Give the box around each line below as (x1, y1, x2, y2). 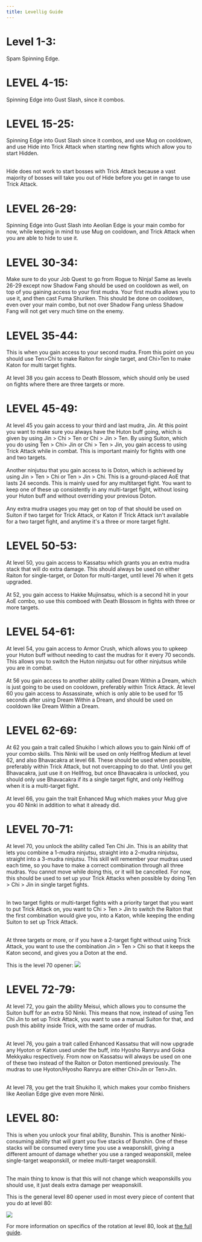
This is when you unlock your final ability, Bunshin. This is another (6, 1131, 170, 1138)
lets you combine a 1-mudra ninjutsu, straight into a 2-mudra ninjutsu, (6, 849, 179, 856)
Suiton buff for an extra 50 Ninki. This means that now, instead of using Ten (6, 1009, 194, 1016)
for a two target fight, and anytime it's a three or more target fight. (6, 518, 170, 525)
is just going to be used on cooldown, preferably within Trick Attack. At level (6, 683, 195, 691)
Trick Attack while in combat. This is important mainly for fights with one (6, 448, 186, 455)
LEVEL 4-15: (6, 76, 69, 89)
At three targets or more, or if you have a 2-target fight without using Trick (6, 936, 191, 943)
